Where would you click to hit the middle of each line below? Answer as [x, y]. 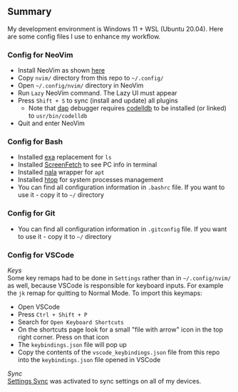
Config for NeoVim [40, 55]
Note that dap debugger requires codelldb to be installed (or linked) [127, 108]
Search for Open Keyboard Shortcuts [71, 322]
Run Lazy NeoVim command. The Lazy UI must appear [97, 93]
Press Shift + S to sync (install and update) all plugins [98, 101]
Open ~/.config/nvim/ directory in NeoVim [81, 85]
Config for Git [31, 213]
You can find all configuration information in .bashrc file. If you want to [121, 187]
